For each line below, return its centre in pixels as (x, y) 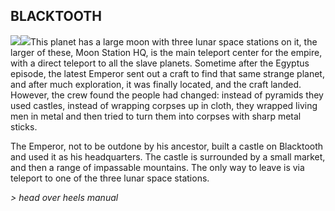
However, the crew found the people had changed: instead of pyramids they (167, 95)
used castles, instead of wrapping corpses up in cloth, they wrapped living (164, 105)
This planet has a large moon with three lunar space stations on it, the (174, 41)
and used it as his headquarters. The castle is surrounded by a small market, (168, 156)
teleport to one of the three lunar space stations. (110, 178)
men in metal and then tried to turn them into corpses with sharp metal (156, 116)
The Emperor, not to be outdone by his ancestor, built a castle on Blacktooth (167, 146)
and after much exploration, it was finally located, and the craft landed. (156, 84)
